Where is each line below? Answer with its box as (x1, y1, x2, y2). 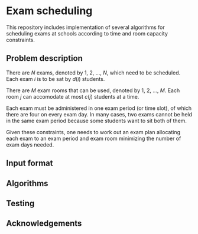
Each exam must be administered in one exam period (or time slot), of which (6, 105, 192, 112)
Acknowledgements (6, 219, 82, 229)
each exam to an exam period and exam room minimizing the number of (6, 135, 181, 142)
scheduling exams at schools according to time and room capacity (6, 30, 168, 37)
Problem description (6, 53, 83, 63)
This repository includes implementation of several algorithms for (6, 24, 165, 31)
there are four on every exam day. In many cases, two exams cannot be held (6, 110, 193, 118)
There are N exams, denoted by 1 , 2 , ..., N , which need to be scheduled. (6, 69, 181, 76)
